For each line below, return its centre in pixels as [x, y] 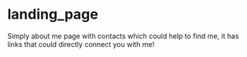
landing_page [53, 14]
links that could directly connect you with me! [81, 44]
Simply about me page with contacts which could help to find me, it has [123, 36]
